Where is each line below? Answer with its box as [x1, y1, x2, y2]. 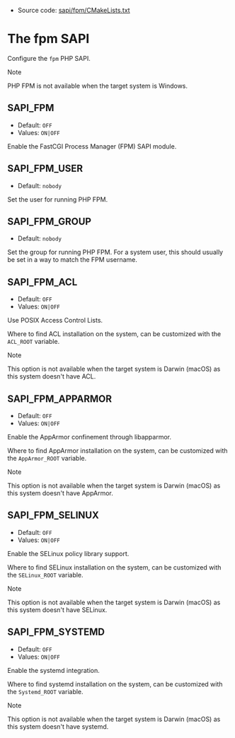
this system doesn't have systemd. [7, 722, 109, 731]
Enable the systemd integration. [7, 666, 101, 674]
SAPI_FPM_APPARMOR [7, 393, 112, 405]
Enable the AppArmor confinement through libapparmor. [7, 433, 172, 441]
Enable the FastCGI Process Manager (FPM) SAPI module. [7, 142, 177, 151]
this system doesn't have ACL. [7, 372, 96, 381]
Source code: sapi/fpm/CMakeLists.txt [17, 6, 130, 14]
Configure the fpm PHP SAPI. [7, 54, 91, 62]
